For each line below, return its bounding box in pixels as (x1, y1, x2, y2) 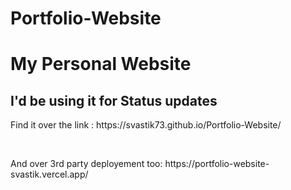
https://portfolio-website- (164, 158, 270, 170)
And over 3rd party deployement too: (10, 158, 163, 170)
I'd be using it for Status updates (10, 92, 218, 109)
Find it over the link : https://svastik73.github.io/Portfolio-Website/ (10, 119, 282, 131)
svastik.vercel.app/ (10, 168, 89, 181)
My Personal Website (10, 53, 192, 76)
